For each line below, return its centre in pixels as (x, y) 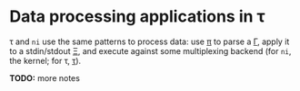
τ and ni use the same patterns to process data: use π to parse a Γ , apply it (150, 41)
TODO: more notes (45, 77)
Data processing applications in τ (137, 17)
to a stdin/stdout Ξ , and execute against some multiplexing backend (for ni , (150, 50)
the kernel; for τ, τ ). (45, 60)
